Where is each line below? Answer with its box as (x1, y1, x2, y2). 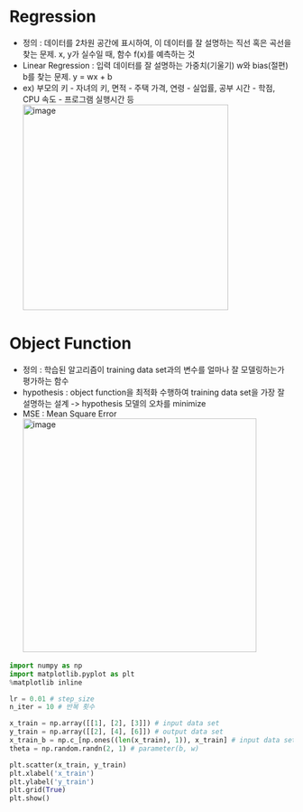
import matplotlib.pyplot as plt (9, 669, 135, 678)
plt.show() (9, 794, 50, 803)
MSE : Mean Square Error (22, 408, 117, 419)
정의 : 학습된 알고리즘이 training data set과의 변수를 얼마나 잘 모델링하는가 (22, 364, 285, 375)
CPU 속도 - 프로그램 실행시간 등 (22, 93, 135, 105)
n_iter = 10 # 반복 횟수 (9, 703, 96, 712)
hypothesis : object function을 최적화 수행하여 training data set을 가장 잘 (22, 387, 286, 397)
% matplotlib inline (9, 677, 83, 687)
